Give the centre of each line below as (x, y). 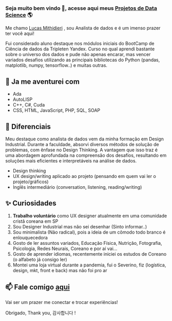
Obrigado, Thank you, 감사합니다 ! (41, 313)
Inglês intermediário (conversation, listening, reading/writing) (77, 187)
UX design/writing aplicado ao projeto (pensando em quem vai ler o (84, 176)
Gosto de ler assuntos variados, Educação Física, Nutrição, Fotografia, (87, 243)
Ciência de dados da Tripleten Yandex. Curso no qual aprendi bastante (80, 49)
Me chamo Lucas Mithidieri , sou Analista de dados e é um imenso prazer (83, 28)
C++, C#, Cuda (29, 105)
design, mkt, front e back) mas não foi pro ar (60, 270)
